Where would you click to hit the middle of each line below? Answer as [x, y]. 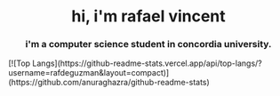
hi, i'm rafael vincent [148, 16]
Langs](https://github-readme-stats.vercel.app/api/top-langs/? [148, 63]
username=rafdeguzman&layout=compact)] [89, 73]
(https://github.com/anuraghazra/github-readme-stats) [109, 83]
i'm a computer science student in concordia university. [148, 44]
